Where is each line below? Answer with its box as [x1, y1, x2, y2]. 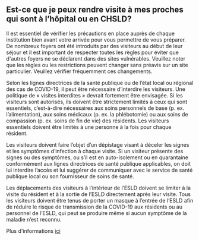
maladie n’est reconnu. [6, 216, 62, 223]
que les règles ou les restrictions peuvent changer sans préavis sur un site [6, 61, 188, 68]
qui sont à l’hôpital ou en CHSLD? [6, 14, 132, 24]
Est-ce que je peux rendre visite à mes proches [6, 5, 184, 15]
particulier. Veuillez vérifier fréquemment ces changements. [6, 68, 153, 75]
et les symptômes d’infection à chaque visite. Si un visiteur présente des [6, 147, 184, 154]
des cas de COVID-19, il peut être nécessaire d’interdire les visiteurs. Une [6, 86, 186, 93]
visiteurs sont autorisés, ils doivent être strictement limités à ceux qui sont [6, 98, 188, 105]
